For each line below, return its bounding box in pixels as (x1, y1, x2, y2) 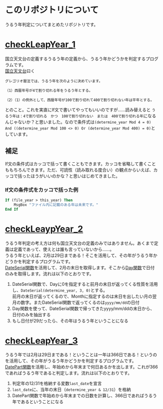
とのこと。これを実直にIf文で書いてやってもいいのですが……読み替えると (5, 107, 151, 112)
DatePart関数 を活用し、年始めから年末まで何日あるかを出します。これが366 (5, 364, 158, 370)
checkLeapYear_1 (5, 39, 76, 50)
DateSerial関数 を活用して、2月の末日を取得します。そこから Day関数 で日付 (5, 264, 155, 270)
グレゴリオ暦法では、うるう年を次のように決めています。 (5, 79, 103, 84)
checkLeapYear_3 (5, 335, 78, 346)
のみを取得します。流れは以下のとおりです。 (5, 271, 94, 277)
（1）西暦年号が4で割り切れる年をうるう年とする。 (5, 88, 93, 93)
